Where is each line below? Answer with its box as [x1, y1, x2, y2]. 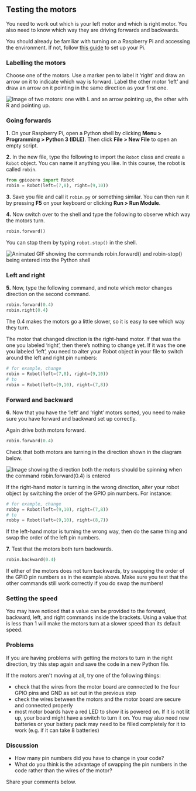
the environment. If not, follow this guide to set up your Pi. [6, 44, 146, 51]
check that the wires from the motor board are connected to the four [14, 683, 180, 690]
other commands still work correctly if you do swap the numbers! [6, 580, 164, 587]
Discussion [6, 741, 39, 749]
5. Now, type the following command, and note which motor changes [6, 284, 173, 291]
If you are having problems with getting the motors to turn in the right [6, 654, 173, 661]
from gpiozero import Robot [6, 177, 75, 183]
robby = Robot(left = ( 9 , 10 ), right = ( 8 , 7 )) [6, 517, 109, 523]
